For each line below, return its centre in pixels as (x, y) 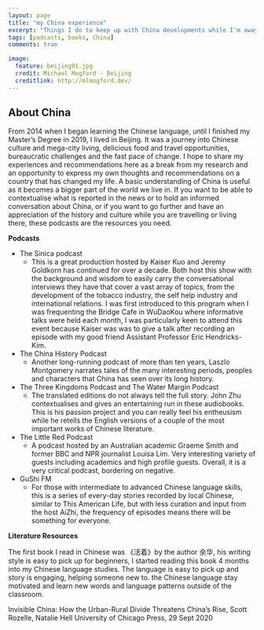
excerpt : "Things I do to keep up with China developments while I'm (125, 30)
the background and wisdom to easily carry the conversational (132, 279)
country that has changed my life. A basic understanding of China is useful (129, 181)
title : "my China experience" (58, 23)
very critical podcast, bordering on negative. (103, 471)
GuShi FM (36, 479)
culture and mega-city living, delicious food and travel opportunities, (119, 148)
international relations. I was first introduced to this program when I (140, 304)
